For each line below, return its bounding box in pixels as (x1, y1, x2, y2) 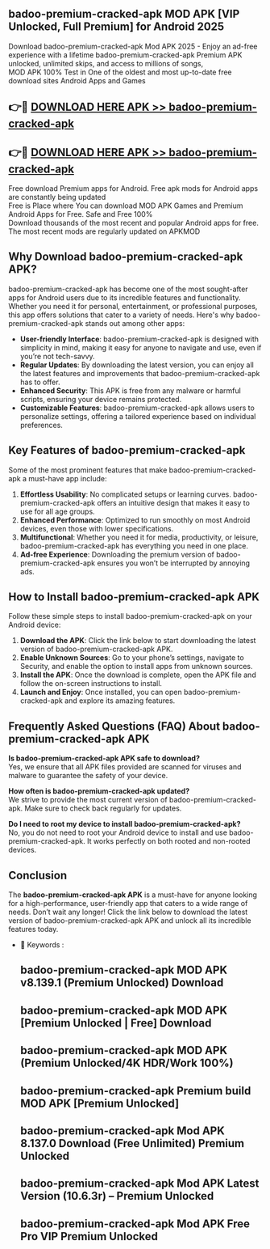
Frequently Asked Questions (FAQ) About (8, 719, 220, 733)
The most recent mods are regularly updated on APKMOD (8, 227, 201, 236)
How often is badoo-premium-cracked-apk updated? (8, 786, 190, 796)
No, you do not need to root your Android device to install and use (8, 828, 228, 837)
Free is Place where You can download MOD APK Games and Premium (8, 201, 243, 210)
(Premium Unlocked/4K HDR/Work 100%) (19, 1056, 234, 1070)
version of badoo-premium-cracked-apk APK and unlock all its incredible (8, 916, 251, 925)
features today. (8, 925, 59, 934)
